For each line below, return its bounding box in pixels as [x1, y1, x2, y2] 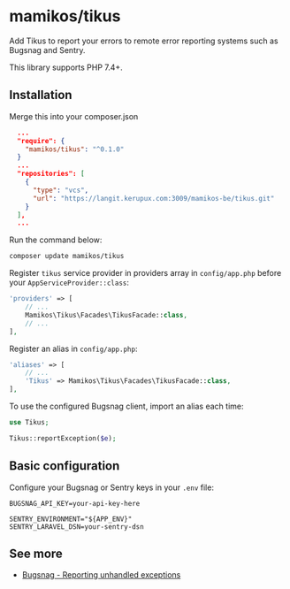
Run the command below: [9, 234, 103, 245]
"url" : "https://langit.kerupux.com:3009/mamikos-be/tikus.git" [32, 194, 275, 203]
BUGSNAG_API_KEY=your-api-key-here [9, 499, 141, 508]
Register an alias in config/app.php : [9, 343, 138, 354]
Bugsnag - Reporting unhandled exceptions [21, 570, 181, 580]
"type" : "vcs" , [32, 186, 89, 195]
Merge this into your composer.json [9, 111, 139, 121]
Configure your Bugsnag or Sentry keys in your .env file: [9, 482, 215, 493]
